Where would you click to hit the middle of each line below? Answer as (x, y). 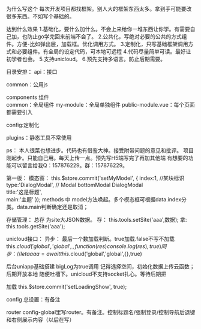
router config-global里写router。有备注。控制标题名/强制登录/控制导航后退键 (101, 312)
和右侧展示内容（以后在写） (40, 320)
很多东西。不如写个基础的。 (40, 16)
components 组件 (28, 97)
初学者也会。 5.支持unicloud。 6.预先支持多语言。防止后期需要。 (86, 59)
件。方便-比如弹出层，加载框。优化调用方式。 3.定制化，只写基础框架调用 (97, 44)
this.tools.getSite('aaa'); (36, 226)
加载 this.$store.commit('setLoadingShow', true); (67, 287)
